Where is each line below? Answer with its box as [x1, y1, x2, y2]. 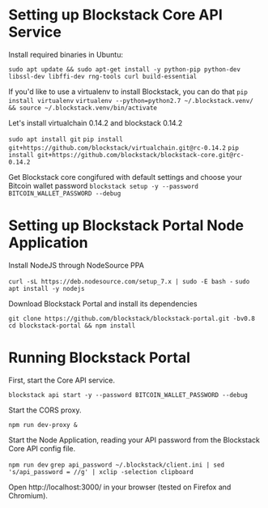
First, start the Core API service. [8, 375, 116, 385]
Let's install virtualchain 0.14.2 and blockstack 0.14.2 [8, 117, 183, 127]
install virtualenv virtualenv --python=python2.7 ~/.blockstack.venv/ [8, 96, 253, 105]
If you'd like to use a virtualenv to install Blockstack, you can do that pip [8, 87, 249, 96]
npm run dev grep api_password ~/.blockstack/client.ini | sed [8, 460, 225, 469]
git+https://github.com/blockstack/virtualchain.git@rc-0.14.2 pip [8, 143, 239, 152]
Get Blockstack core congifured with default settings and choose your [8, 172, 243, 181]
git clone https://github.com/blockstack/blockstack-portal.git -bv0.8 [8, 314, 255, 322]
